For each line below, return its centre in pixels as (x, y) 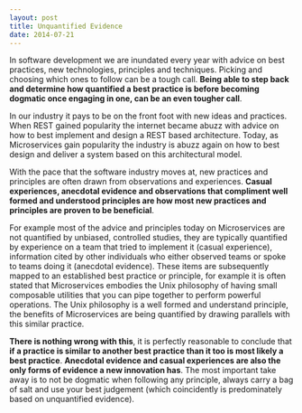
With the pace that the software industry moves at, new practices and (139, 172)
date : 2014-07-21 (42, 34)
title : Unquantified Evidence (66, 26)
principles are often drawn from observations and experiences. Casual (141, 182)
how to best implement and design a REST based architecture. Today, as (144, 136)
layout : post (34, 18)
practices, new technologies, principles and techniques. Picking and (136, 70)
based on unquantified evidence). (72, 399)
